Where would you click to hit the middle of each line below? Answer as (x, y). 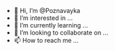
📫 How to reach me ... (46, 40)
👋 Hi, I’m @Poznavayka (47, 11)
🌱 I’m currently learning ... (51, 25)
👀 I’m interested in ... (43, 18)
